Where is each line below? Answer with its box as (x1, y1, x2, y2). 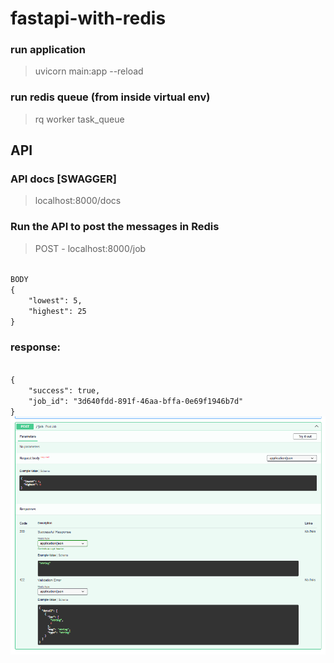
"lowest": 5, (28, 295, 83, 306)
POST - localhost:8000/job (34, 242, 147, 254)
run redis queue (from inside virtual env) (10, 90, 211, 104)
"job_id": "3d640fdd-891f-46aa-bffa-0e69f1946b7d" (28, 397, 244, 407)
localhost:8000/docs (34, 195, 122, 207)
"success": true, (28, 386, 101, 396)
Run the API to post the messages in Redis (10, 220, 220, 234)
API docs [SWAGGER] (10, 172, 117, 186)
